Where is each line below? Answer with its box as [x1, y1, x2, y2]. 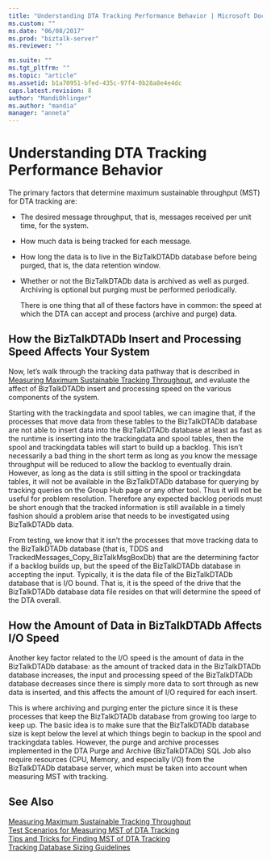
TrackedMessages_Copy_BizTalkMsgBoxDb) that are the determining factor [8, 552, 260, 562]
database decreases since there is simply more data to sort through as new [8, 678, 260, 688]
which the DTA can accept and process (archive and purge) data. [19, 309, 237, 319]
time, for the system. [19, 221, 90, 230]
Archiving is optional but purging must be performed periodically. [19, 285, 237, 295]
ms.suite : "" [8, 57, 52, 65]
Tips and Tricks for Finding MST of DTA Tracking [8, 833, 171, 843]
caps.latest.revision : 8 [8, 86, 92, 95]
